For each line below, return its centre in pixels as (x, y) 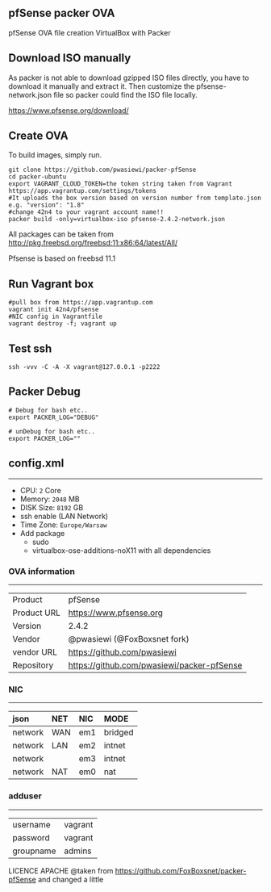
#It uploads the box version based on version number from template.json (135, 198)
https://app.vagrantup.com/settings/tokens (83, 191)
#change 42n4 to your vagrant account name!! (86, 212)
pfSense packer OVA (62, 13)
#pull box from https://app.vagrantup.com (81, 303)
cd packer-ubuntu (38, 177)
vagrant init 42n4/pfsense (54, 310)
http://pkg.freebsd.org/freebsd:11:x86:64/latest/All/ (93, 243)
